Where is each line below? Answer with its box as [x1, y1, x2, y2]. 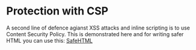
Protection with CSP [6, 4, 109, 18]
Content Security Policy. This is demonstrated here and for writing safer [6, 30, 184, 37]
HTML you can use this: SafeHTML [6, 37, 93, 44]
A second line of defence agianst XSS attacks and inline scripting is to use [6, 24, 191, 31]
